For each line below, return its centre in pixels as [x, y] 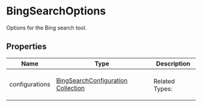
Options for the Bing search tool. [47, 28]
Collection [71, 88]
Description [173, 63]
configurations [30, 84]
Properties [26, 47]
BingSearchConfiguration [92, 81]
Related [164, 81]
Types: [163, 88]
